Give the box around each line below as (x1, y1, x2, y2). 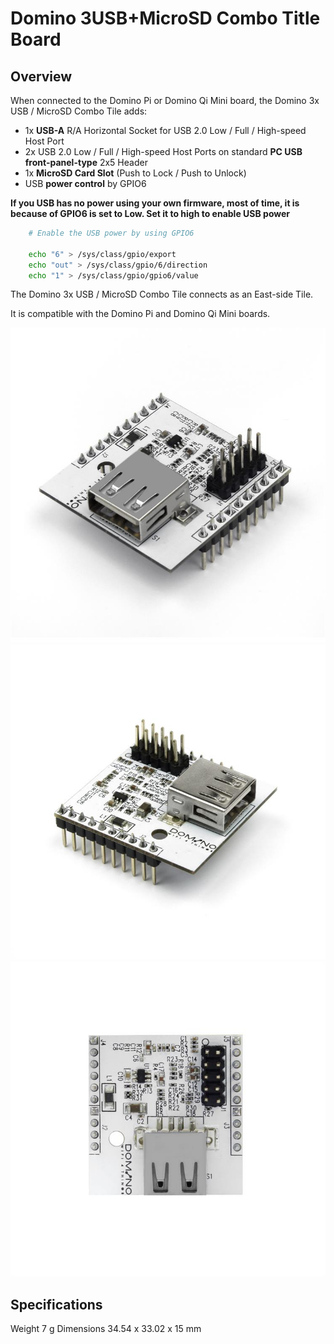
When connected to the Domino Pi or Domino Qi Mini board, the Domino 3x (10, 95, 320, 106)
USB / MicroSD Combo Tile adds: (10, 105, 148, 117)
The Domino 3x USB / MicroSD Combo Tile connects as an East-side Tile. (10, 288, 314, 301)
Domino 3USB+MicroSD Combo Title (10, 7, 321, 30)
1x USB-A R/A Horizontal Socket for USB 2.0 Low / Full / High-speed (24, 125, 307, 136)
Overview (10, 68, 73, 85)
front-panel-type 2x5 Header (24, 157, 148, 168)
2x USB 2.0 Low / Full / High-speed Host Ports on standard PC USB (24, 146, 303, 157)
